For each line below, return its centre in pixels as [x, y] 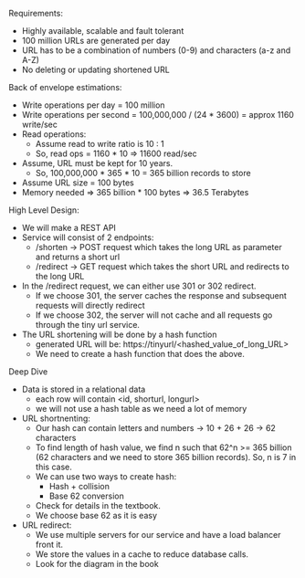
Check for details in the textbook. [98, 505]
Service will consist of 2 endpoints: [88, 237]
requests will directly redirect [90, 305]
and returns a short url [78, 257]
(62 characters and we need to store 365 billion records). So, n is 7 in [166, 457]
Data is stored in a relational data [84, 389]
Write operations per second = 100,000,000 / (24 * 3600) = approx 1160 [158, 115]
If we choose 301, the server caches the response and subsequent [161, 295]
